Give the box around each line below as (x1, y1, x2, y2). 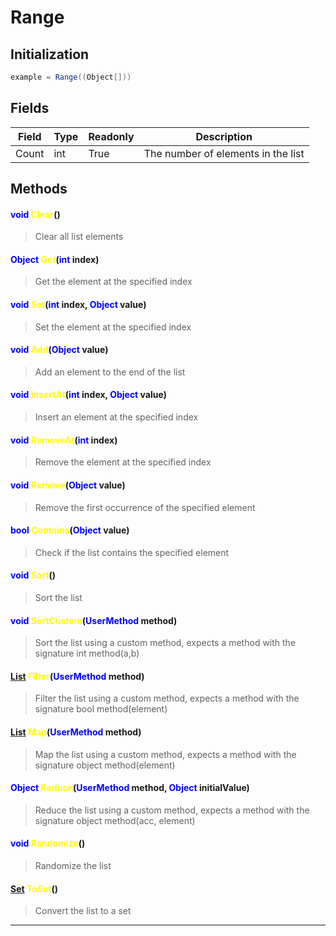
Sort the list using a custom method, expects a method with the (34, 637, 297, 649)
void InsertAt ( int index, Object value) (10, 389, 167, 401)
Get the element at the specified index (34, 276, 193, 288)
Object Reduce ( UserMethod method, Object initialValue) (10, 782, 250, 794)
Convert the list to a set (34, 905, 132, 917)
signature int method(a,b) (34, 647, 140, 660)
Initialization (10, 46, 90, 63)
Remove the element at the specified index (34, 456, 212, 468)
